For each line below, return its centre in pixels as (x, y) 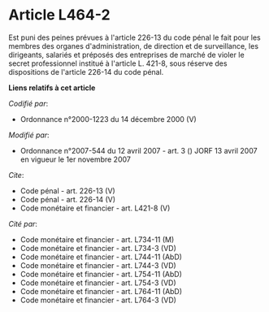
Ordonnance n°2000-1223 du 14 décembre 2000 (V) (108, 119)
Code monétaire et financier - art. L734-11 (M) (97, 239)
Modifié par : (29, 135)
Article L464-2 (60, 15)
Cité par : (23, 223)
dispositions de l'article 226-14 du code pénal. (86, 71)
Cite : (16, 175)
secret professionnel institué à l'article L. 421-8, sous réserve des (118, 63)
